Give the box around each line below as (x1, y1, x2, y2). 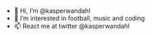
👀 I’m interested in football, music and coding (13, 14, 146, 22)
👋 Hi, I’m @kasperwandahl (13, 7, 91, 15)
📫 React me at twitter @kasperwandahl (13, 22, 130, 30)
